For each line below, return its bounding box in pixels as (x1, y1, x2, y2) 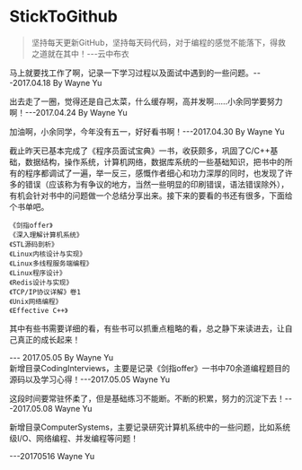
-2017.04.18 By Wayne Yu (9, 77, 102, 88)
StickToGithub (9, 6, 119, 27)
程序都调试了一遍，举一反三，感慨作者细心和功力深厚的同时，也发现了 (24, 168, 285, 178)
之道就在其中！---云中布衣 (31, 48, 130, 59)
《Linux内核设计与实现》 (9, 249, 87, 258)
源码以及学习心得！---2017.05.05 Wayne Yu (9, 374, 171, 385)
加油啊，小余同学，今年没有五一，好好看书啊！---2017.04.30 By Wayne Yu (9, 126, 285, 136)
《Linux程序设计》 (9, 268, 67, 277)
